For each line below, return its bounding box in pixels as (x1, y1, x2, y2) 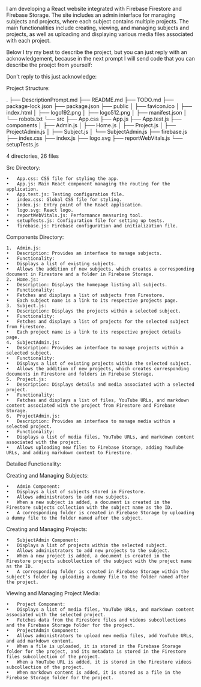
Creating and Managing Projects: (6, 526, 88, 533)
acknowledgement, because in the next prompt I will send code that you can (6, 55, 195, 62)
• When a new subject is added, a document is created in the (6, 499, 170, 505)
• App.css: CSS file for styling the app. (6, 176, 119, 182)
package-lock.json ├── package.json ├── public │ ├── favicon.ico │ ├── (6, 103, 193, 110)
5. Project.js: (6, 376, 47, 382)
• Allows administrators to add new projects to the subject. (6, 548, 170, 554)
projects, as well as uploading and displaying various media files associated (6, 31, 194, 38)
